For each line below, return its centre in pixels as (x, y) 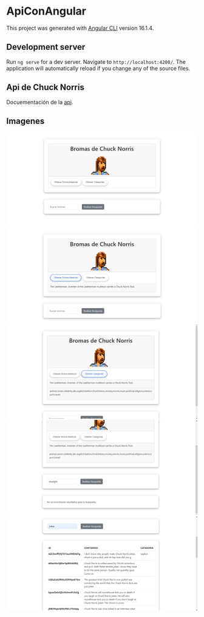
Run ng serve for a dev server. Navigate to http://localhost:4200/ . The (96, 61)
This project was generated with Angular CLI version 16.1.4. (80, 28)
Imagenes (25, 121)
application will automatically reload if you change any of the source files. (98, 68)
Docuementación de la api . (40, 102)
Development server (46, 47)
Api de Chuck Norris (46, 87)
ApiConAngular (46, 11)
